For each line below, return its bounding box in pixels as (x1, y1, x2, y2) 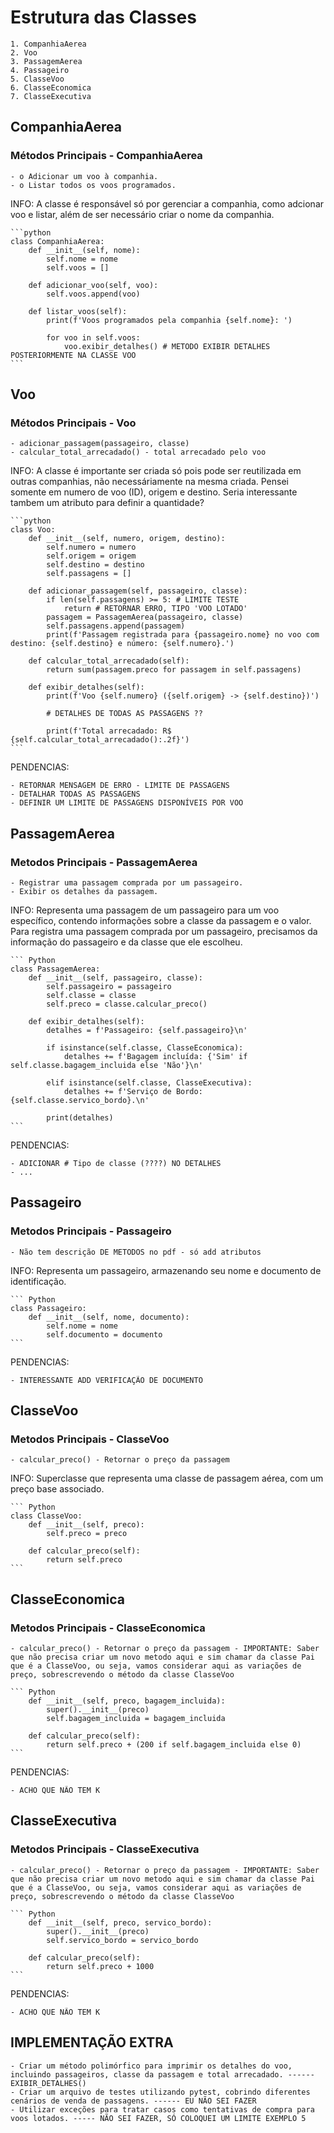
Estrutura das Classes (10, 6, 197, 29)
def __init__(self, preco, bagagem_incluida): (28, 1696, 226, 1706)
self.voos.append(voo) (46, 289, 141, 299)
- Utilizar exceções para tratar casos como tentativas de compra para (10, 2104, 315, 2115)
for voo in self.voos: (46, 332, 141, 343)
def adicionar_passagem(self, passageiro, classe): (28, 586, 248, 596)
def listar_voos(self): (28, 306, 128, 316)
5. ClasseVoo (10, 74, 65, 84)
